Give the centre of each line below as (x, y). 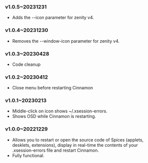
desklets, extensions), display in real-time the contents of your (75, 145)
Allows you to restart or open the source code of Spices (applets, (78, 140)
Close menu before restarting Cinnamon (53, 88)
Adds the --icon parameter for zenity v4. (53, 18)
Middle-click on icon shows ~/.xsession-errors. (60, 111)
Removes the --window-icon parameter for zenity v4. (66, 41)
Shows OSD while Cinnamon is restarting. (54, 116)
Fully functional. (28, 155)
